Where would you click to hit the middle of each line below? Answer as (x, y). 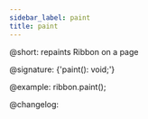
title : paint (34, 26)
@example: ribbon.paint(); (58, 87)
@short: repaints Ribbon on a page (74, 51)
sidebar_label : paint (50, 18)
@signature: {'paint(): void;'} (62, 69)
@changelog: (34, 104)
